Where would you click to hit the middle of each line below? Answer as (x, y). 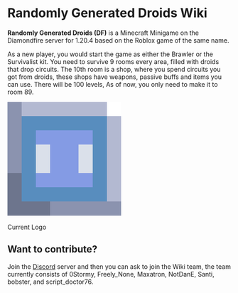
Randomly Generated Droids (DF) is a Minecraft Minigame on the (103, 33)
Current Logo (27, 227)
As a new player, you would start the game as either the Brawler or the (110, 54)
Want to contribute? (53, 249)
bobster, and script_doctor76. (50, 282)
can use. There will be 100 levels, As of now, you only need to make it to (113, 84)
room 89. (21, 92)
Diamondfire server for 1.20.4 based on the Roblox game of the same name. (118, 40)
